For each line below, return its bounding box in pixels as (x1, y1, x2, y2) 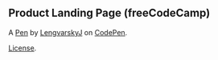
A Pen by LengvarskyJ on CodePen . (8, 27, 128, 37)
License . (8, 43, 37, 53)
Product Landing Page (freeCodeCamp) (8, 6, 211, 20)
